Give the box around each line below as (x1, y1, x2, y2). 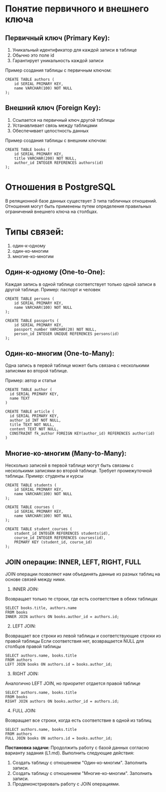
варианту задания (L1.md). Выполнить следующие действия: (5, 750, 135, 756)
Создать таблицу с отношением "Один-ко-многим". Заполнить (12, 759, 148, 765)
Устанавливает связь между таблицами (12, 122, 98, 128)
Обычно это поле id (12, 52, 55, 58)
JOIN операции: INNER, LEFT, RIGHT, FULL (5, 557, 141, 566)
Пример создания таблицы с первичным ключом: (5, 67, 112, 73)
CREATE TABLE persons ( (5, 296, 55, 301)
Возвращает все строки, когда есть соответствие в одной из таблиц (5, 717, 152, 723)
